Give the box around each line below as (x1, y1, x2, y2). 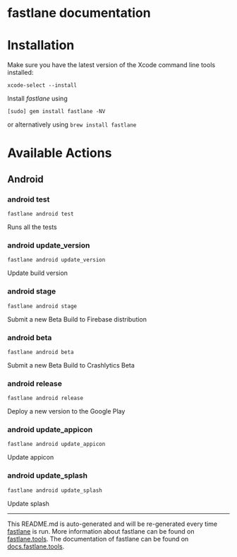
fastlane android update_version (7, 257, 106, 264)
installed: (7, 69, 34, 77)
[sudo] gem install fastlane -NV (7, 108, 106, 115)
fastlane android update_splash (7, 486, 102, 494)
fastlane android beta (7, 348, 74, 356)
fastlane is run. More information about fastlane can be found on (7, 527, 195, 535)
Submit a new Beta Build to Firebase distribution (7, 315, 147, 323)
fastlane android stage (7, 303, 78, 310)
